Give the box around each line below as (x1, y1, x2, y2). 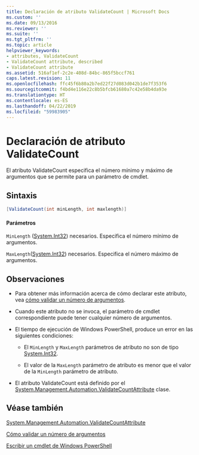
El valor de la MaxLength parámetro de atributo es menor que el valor (23, 362, 191, 369)
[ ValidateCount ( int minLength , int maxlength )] (6, 207, 127, 213)
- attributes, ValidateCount (6, 53, 79, 59)
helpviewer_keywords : (6, 48, 60, 54)
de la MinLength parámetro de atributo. (23, 368, 118, 375)
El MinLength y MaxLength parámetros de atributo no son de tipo (23, 344, 179, 351)
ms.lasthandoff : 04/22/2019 (6, 103, 76, 109)
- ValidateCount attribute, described (6, 59, 103, 64)
